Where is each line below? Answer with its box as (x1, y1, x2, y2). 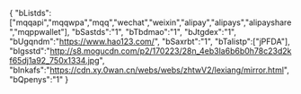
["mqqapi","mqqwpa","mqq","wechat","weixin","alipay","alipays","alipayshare (9, 17, 292, 28)
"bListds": (14, 8, 52, 18)
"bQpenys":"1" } (9, 74, 69, 84)
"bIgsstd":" (9, 46, 51, 56)
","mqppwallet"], (9, 27, 70, 37)
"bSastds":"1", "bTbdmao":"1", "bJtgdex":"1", (71, 27, 236, 37)
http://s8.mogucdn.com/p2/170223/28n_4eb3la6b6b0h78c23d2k (49, 46, 292, 56)
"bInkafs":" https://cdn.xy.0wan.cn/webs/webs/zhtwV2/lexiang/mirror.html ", (9, 64, 289, 75)
